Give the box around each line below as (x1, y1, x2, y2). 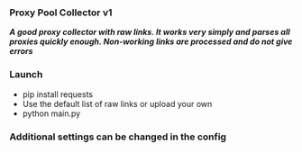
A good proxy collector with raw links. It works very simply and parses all (9, 27, 290, 38)
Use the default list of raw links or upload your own (22, 98, 213, 109)
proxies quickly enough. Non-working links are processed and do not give (9, 36, 293, 47)
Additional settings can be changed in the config (9, 130, 227, 143)
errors (9, 46, 33, 57)
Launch (9, 68, 43, 81)
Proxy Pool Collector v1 (9, 6, 113, 19)
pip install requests (22, 88, 93, 100)
